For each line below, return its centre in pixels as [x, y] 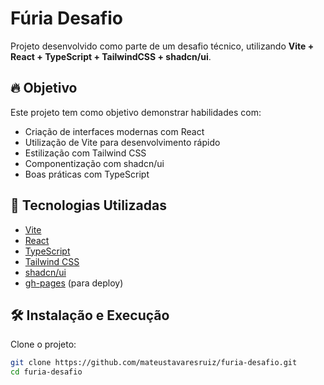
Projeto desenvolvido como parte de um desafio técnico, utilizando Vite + [162, 46]
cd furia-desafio [46, 372]
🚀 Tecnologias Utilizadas [88, 205]
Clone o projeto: [43, 344]
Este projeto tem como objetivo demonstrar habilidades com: [136, 112]
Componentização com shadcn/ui [94, 163]
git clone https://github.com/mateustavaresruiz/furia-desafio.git [154, 363]
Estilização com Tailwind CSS [85, 153]
